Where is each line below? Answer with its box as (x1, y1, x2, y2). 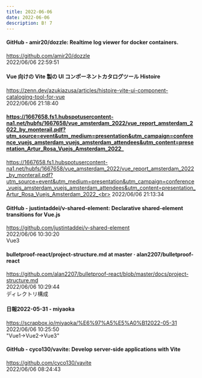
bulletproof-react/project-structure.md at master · (6, 250, 136, 258)
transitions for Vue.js (6, 211, 61, 218)
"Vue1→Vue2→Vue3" (6, 332, 60, 339)
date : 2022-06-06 (6, 14, 50, 20)
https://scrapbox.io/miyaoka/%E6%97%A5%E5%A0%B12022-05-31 (6, 319, 177, 326)
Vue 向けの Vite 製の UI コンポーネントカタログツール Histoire (6, 73, 161, 80)
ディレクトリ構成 (6, 290, 49, 298)
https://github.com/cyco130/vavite (6, 359, 92, 366)
